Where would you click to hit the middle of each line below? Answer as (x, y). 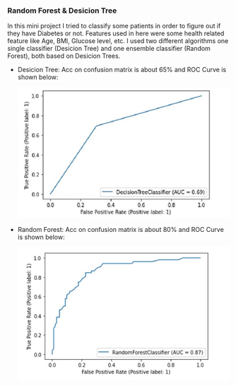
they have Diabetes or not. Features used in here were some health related (116, 33)
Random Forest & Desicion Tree (62, 11)
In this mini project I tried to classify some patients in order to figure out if (114, 26)
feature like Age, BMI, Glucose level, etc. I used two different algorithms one (118, 41)
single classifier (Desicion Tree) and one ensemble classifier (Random (109, 49)
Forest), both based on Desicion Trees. (64, 56)
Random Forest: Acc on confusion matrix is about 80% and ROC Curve (120, 230)
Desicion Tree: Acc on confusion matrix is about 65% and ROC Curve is (122, 70)
